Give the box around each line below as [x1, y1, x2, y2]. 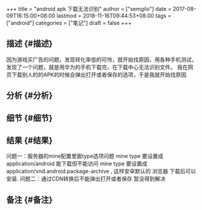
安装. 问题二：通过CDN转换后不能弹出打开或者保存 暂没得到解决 [6, 175, 166, 183]
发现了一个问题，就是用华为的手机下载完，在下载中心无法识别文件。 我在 [6, 63, 188, 71]
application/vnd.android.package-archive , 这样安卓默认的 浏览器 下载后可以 [6, 168, 197, 175]
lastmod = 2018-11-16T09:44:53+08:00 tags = [56, 12, 172, 19]
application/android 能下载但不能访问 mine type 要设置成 [6, 160, 148, 168]
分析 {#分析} [6, 90, 53, 101]
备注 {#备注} [6, 194, 53, 205]
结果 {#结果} [6, 135, 53, 145]
